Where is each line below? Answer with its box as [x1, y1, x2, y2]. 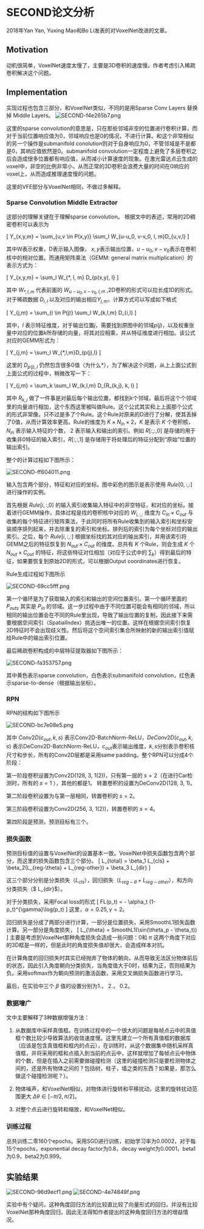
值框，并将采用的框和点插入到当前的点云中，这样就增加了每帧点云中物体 [15, 1049, 196, 1057]
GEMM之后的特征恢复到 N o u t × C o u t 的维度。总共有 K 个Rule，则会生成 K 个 [6, 540, 195, 549]
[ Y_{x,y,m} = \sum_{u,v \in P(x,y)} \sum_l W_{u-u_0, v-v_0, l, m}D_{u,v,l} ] [6, 232, 189, 240]
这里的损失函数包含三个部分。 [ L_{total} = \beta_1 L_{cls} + [22, 857, 170, 865]
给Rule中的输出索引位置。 [6, 634, 71, 641]
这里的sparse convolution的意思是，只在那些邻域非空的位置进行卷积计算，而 [6, 124, 198, 132]
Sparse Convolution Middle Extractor [6, 198, 118, 207]
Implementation [6, 87, 68, 98]
